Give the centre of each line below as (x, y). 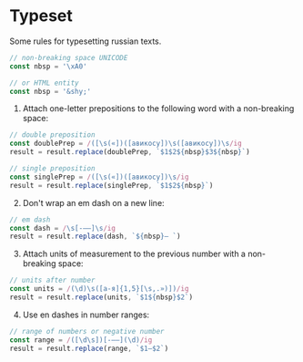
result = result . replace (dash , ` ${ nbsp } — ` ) (95, 237)
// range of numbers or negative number (87, 331)
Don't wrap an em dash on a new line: (94, 202)
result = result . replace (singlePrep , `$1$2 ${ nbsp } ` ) (111, 185)
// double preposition (52, 135)
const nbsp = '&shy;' (50, 91)
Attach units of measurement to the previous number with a (134, 254)
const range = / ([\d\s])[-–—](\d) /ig (81, 340)
